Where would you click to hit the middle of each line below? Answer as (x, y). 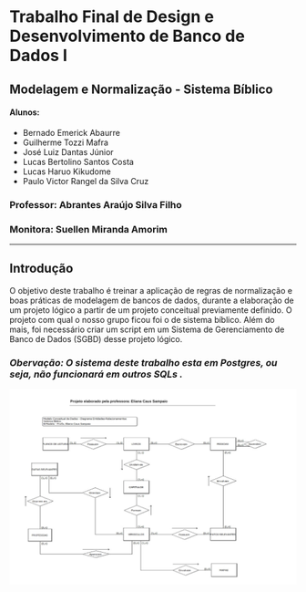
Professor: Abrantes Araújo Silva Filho (96, 204)
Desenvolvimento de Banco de (127, 36)
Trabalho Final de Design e (112, 17)
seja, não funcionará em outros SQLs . (97, 374)
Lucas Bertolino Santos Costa (78, 161)
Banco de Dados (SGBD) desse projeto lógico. (96, 338)
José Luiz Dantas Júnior (68, 151)
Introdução (41, 269)
